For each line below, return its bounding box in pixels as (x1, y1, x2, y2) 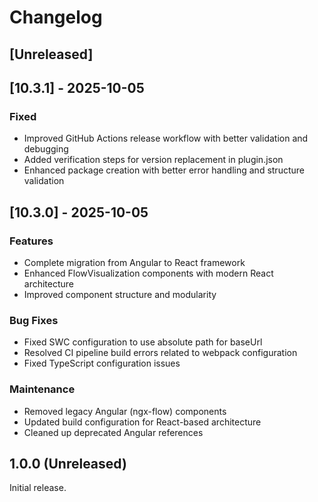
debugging (23, 143, 69, 155)
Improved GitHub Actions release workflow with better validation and (23, 132, 309, 145)
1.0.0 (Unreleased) (9, 455, 127, 472)
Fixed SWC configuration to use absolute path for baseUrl (23, 336, 263, 348)
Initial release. (9, 482, 67, 494)
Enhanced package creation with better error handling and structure (23, 164, 305, 176)
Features (9, 234, 54, 248)
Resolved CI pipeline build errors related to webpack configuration (23, 347, 298, 359)
